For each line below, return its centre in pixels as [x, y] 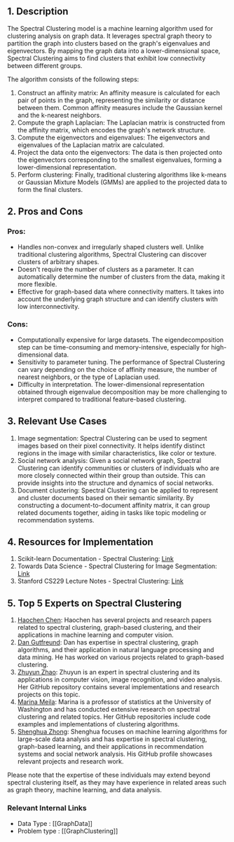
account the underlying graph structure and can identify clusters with [118, 299]
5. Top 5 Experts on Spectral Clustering [95, 603]
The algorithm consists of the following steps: [73, 79]
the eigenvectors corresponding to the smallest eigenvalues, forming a [119, 160]
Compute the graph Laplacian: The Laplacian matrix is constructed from [121, 123]
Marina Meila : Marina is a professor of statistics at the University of [114, 702]
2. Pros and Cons [45, 212]
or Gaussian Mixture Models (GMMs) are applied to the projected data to [122, 182]
